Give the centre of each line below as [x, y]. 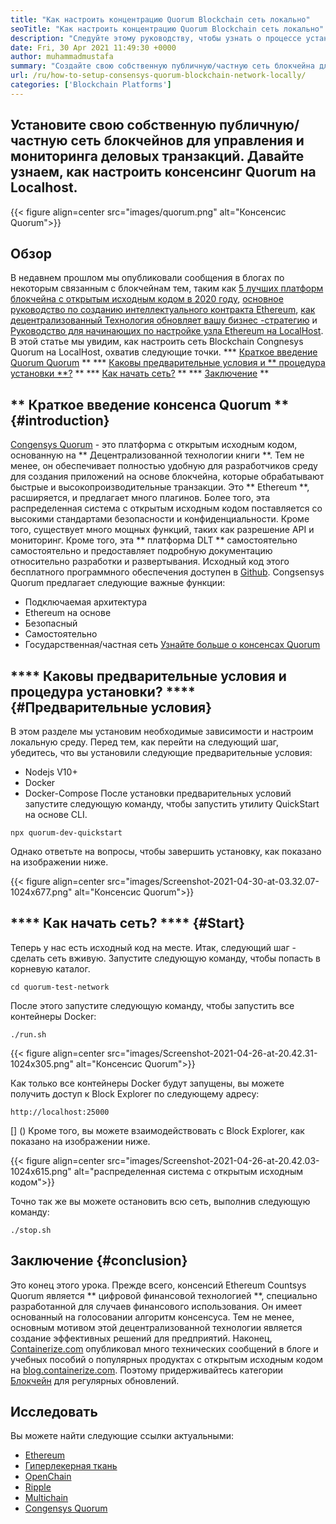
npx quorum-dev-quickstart [66, 833]
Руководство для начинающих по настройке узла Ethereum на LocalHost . [167, 331]
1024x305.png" [42, 1063]
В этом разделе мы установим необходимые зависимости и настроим [162, 731]
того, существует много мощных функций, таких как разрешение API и [162, 530]
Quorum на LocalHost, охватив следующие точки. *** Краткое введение [164, 352]
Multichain [46, 1498]
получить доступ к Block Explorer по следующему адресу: [135, 1093]
